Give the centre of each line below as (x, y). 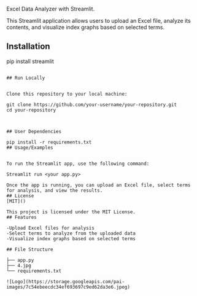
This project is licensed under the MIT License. (71, 212)
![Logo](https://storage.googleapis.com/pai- (65, 281)
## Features (21, 217)
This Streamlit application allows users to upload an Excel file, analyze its (99, 21)
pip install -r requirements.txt (49, 142)
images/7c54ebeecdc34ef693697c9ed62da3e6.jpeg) (68, 287)
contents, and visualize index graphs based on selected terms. (85, 27)
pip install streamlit (30, 61)
